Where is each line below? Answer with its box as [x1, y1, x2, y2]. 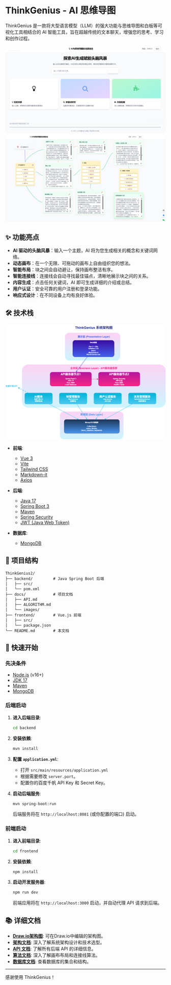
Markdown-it [20, 471, 47, 478]
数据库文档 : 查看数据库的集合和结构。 [12, 958, 92, 965]
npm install [12, 869, 38, 874]
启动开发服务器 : [12, 879, 46, 885]
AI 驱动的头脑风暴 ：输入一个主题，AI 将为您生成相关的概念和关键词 [12, 247, 154, 253]
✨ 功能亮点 [5, 233, 40, 242]
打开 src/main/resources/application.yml [20, 767, 108, 773]
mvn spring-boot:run [12, 801, 56, 806]
